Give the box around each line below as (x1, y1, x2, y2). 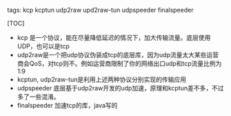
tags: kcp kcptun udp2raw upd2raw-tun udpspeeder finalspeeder (7, 6, 194, 14)
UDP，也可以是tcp (17, 42, 70, 50)
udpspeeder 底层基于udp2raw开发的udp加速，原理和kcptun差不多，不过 (17, 84, 224, 92)
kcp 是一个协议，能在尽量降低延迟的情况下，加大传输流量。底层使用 (17, 34, 211, 41)
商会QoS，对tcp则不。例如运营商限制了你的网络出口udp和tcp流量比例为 (17, 59, 222, 68)
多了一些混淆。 (17, 93, 60, 101)
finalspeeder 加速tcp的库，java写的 (17, 101, 118, 109)
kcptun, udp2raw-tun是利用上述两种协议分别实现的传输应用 (17, 75, 186, 84)
